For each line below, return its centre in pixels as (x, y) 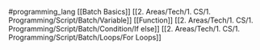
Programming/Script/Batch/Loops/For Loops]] (85, 37)
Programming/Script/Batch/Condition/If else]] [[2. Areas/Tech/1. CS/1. (124, 29)
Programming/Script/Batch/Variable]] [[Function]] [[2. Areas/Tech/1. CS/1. (131, 20)
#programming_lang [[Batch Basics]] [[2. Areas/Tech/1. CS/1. (110, 12)
